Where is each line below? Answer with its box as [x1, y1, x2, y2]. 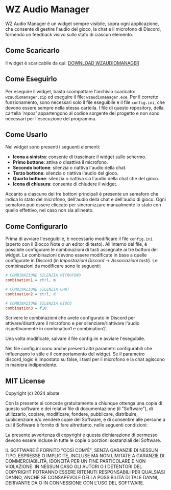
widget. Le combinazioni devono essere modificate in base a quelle [5, 252, 147, 258]
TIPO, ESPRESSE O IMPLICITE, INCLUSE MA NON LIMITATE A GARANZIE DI [5, 453, 165, 459]
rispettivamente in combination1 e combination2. [5, 326, 107, 332]
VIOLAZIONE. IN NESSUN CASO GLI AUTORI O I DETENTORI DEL [5, 463, 142, 470]
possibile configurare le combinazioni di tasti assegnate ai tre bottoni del [5, 247, 158, 253]
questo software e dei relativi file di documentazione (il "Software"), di [5, 406, 153, 412]
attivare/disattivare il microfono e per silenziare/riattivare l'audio [5, 320, 140, 326]
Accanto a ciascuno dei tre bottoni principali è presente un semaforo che [5, 191, 159, 197]
